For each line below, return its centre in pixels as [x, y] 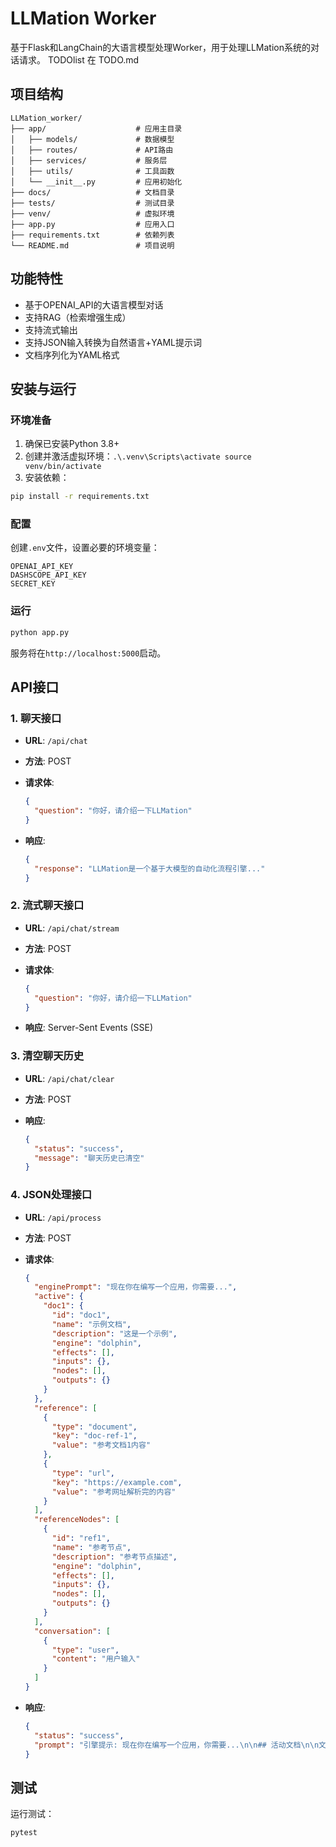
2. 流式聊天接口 [47, 905]
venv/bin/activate [63, 467]
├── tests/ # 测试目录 [92, 203]
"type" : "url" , [83, 1473]
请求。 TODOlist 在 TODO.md [79, 59]
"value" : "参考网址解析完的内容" [114, 1492]
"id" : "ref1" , [81, 1538]
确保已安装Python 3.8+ [72, 444]
